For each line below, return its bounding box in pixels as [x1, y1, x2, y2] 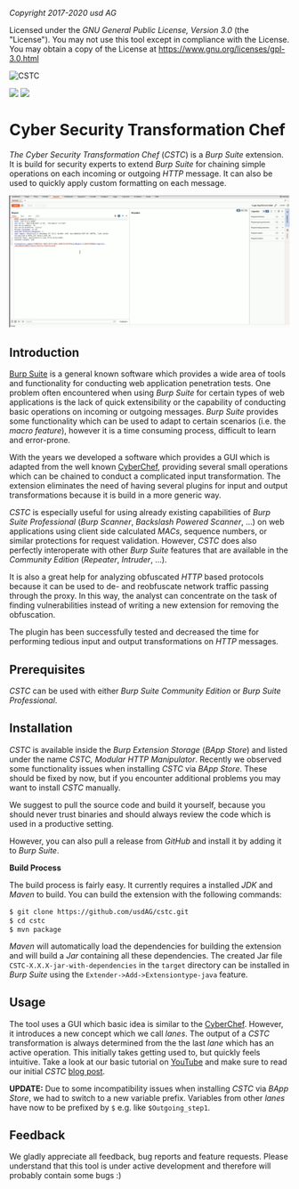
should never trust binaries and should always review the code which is [9, 809, 271, 820]
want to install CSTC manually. [9, 782, 121, 793]
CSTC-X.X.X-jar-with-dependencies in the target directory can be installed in [9, 959, 290, 970]
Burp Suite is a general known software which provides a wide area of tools [9, 368, 287, 379]
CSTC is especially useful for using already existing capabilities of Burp [9, 507, 271, 518]
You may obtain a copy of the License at [9, 44, 158, 54]
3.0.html [9, 53, 40, 63]
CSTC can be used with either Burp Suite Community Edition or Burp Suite [9, 685, 282, 697]
